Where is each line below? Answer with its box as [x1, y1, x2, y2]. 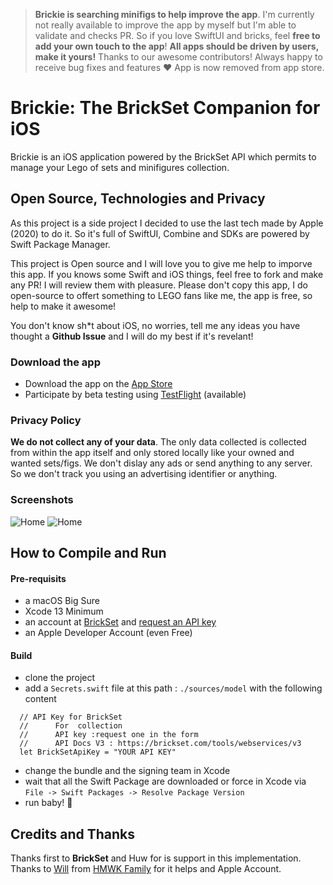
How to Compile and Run [10, 545, 167, 562]
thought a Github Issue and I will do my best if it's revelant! [10, 330, 254, 342]
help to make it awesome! [10, 300, 117, 312]
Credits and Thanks [10, 825, 136, 843]
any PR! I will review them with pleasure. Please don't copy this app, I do [10, 279, 308, 291]
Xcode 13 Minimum [24, 605, 104, 618]
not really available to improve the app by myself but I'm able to [34, 19, 297, 31]
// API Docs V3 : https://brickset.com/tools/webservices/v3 [19, 739, 302, 749]
